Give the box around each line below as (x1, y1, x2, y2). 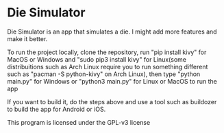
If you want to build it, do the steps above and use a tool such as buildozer (7, 97, 217, 106)
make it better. (7, 34, 48, 43)
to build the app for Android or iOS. (7, 105, 106, 113)
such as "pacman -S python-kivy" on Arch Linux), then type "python (7, 70, 201, 78)
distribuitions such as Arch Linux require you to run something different (7, 62, 208, 71)
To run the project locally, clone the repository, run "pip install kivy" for (7, 48, 207, 56)
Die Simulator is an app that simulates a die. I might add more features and (7, 27, 217, 36)
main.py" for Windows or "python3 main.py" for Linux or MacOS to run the (7, 77, 217, 85)
